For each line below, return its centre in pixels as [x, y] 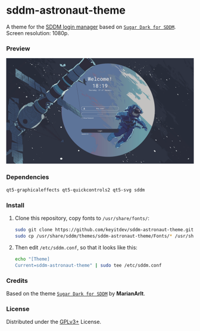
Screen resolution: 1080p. [38, 33]
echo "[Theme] [32, 259]
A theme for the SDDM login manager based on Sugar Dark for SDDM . [91, 27]
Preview [18, 48]
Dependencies [28, 177]
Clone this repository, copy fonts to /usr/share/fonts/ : [82, 218]
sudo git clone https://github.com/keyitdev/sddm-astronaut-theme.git [104, 230]
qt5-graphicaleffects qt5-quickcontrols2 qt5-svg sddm [76, 190]
